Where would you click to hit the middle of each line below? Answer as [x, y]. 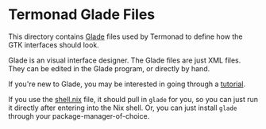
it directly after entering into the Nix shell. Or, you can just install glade [123, 108]
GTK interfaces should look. [54, 44]
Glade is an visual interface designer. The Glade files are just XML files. [125, 60]
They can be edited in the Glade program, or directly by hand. [109, 68]
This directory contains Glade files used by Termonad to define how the [125, 36]
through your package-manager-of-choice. [79, 116]
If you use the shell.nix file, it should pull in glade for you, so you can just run [133, 99]
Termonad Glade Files [82, 15]
